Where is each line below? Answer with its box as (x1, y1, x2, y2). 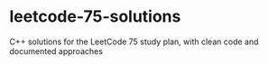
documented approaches (9, 45, 104, 56)
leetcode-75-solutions (9, 6, 181, 27)
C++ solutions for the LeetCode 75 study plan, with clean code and (9, 36, 259, 47)
